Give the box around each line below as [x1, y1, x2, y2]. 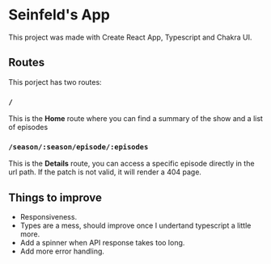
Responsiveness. [19, 212, 78, 222]
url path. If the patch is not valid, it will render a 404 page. [8, 167, 202, 177]
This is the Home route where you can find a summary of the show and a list [8, 114, 263, 124]
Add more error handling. [19, 246, 105, 256]
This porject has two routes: [8, 77, 103, 86]
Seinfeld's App [8, 6, 111, 24]
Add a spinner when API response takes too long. [19, 238, 185, 248]
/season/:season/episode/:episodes [8, 142, 149, 151]
